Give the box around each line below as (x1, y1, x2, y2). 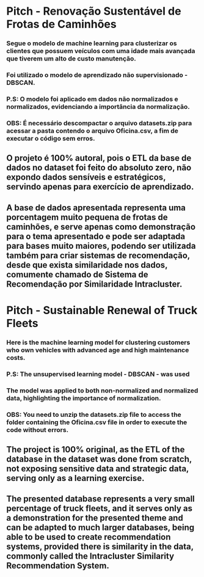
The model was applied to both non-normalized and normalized (6, 386, 199, 395)
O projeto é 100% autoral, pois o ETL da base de (6, 153, 192, 163)
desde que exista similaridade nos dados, (6, 260, 168, 270)
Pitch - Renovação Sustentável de (6, 4, 181, 18)
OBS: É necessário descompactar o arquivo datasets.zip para (6, 119, 192, 127)
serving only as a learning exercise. (6, 472, 145, 483)
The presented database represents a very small (6, 494, 195, 504)
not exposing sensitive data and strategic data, (6, 463, 189, 474)
